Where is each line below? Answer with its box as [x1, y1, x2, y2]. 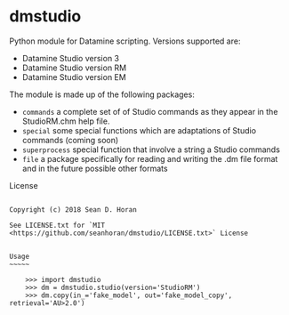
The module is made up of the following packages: [9, 89, 196, 100]
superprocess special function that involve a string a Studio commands [21, 144, 280, 155]
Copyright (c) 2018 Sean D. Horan [9, 205, 138, 214]
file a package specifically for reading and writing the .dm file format [21, 153, 278, 164]
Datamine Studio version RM [21, 62, 127, 73]
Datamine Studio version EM [21, 71, 126, 82]
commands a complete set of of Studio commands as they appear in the [21, 106, 278, 117]
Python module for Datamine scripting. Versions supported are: [9, 36, 241, 46]
